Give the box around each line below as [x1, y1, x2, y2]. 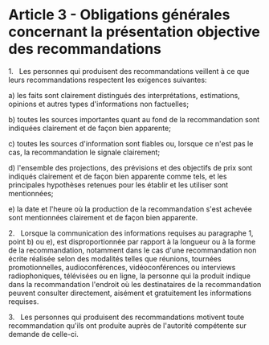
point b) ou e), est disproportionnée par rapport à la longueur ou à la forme [8, 236, 256, 246]
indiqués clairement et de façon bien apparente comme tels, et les [8, 171, 227, 181]
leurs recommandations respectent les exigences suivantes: [8, 75, 207, 84]
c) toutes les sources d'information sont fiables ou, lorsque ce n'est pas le [8, 138, 254, 148]
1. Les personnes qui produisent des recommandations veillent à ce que [8, 66, 251, 76]
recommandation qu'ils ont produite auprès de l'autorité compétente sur [8, 320, 247, 331]
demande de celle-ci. [8, 329, 79, 339]
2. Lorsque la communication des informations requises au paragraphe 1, [8, 228, 254, 238]
